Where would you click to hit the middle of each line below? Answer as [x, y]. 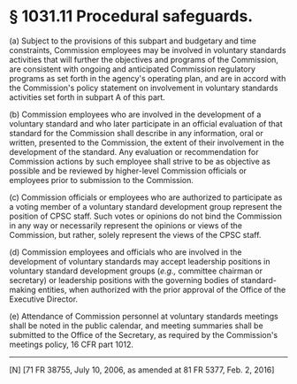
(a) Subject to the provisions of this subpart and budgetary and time [133, 41]
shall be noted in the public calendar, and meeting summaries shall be [136, 326]
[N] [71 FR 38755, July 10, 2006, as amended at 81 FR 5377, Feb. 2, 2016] [142, 370]
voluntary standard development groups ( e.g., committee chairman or [136, 271]
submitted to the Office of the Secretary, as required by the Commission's [144, 334]
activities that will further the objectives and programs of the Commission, [144, 59]
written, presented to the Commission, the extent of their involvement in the [147, 142]
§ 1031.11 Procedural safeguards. [131, 16]
